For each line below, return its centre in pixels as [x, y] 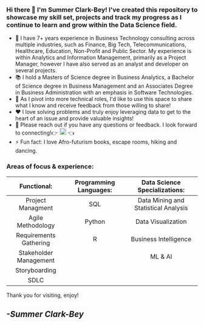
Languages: [95, 190]
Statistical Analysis [161, 208]
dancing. [26, 151]
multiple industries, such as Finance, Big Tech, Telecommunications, [101, 44]
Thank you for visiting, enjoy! [42, 295]
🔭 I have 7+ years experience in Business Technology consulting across [105, 38]
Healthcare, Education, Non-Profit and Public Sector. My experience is [103, 51]
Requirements [36, 235]
